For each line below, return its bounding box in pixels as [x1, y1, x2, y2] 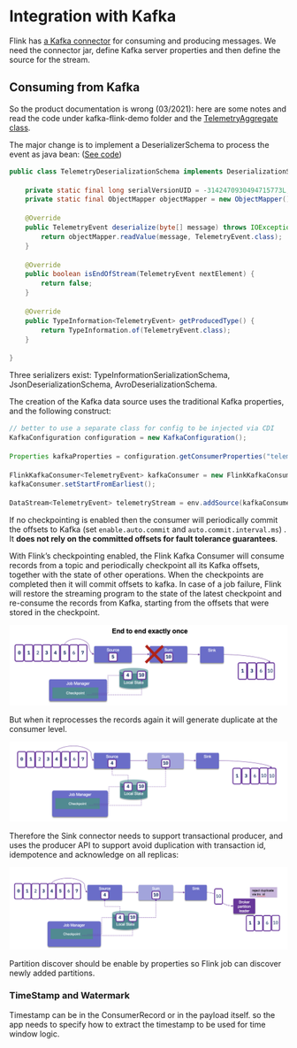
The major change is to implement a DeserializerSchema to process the [9, 139, 270, 150]
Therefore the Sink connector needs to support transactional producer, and [9, 830, 283, 842]
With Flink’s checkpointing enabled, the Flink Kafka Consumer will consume [9, 551, 285, 561]
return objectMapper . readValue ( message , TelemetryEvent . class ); [41, 232, 283, 241]
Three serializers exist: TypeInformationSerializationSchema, [9, 370, 231, 381]
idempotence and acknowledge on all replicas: [9, 850, 179, 860]
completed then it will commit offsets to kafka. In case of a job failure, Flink [9, 579, 282, 589]
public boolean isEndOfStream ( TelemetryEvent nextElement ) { [25, 270, 255, 279]
